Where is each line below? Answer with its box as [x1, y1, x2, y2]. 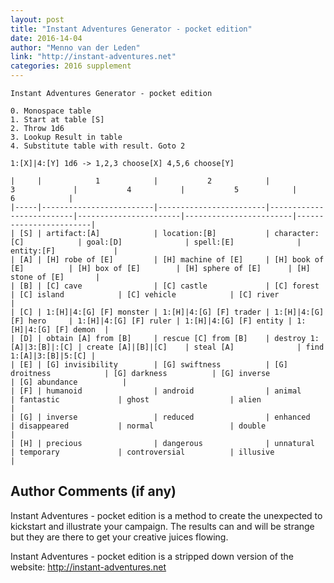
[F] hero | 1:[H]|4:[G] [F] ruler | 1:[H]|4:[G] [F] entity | [10, 316, 293, 326]
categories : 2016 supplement [10, 61, 132, 71]
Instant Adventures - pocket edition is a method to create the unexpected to [10, 509, 323, 521]
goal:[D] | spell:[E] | [86, 237, 302, 247]
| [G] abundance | [10, 377, 128, 387]
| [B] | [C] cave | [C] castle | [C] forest [10, 281, 320, 291]
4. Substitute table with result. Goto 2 [10, 141, 186, 151]
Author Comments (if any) [10, 483, 177, 500]
